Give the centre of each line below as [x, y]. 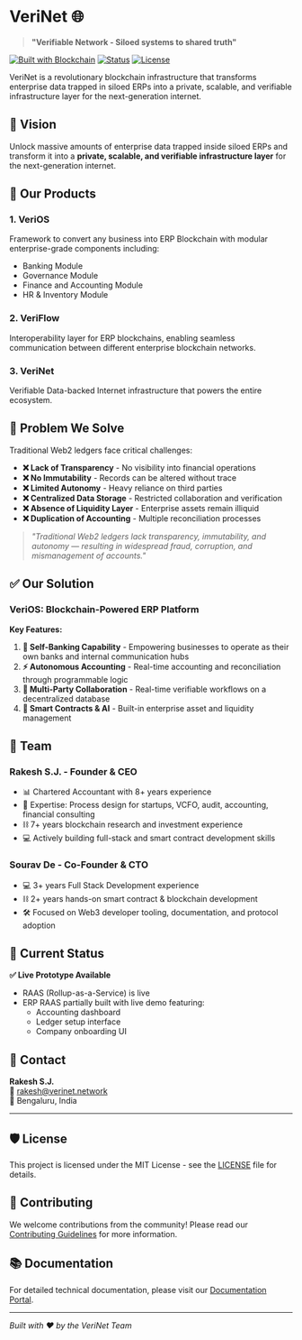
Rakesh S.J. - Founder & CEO [73, 771]
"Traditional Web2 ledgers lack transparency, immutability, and [149, 536]
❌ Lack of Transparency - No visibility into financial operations [139, 467]
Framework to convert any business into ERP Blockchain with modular [138, 239]
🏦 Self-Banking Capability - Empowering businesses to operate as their [155, 647]
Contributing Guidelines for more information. [93, 1234]
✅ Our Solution [52, 584]
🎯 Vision [33, 125]
